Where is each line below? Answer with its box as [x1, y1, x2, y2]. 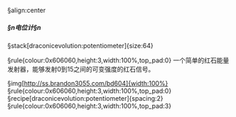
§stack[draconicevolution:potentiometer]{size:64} [7, 41, 154, 50]
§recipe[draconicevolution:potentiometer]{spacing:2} [7, 94, 163, 102]
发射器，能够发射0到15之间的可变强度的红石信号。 [7, 65, 155, 73]
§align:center [7, 6, 46, 14]
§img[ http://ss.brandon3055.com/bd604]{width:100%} [7, 79, 168, 87]
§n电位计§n [7, 23, 41, 31]
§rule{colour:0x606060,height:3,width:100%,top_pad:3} [7, 101, 172, 110]
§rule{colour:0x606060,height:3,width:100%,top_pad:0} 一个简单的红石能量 [7, 56, 230, 65]
